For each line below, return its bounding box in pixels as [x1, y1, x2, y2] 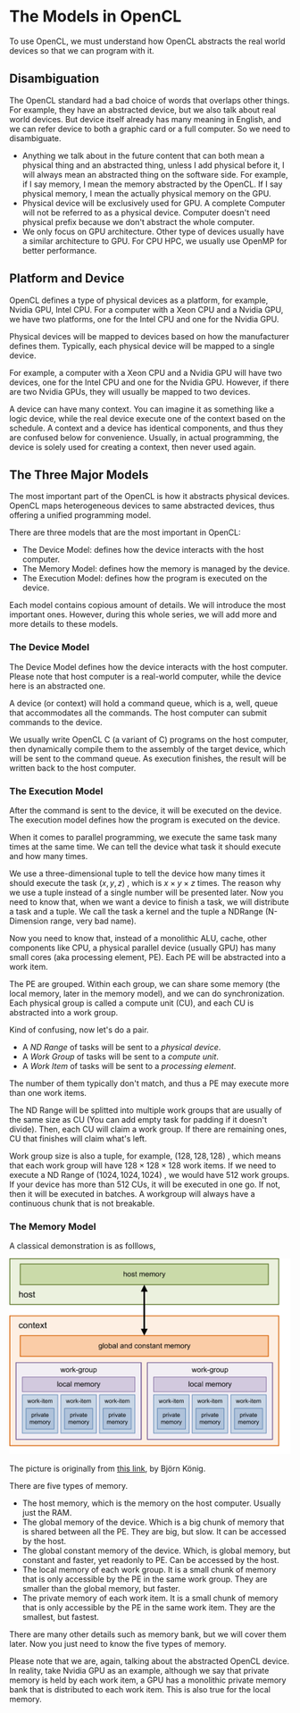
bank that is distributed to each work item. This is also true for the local [9, 1684, 271, 1694]
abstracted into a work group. [9, 1007, 119, 1017]
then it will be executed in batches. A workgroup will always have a [9, 1188, 255, 1199]
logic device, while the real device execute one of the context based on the [9, 413, 286, 423]
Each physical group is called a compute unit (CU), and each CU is [9, 998, 254, 1008]
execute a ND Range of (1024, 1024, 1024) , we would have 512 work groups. [9, 1169, 290, 1180]
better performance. [21, 245, 97, 255]
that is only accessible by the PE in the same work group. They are [21, 1574, 268, 1584]
